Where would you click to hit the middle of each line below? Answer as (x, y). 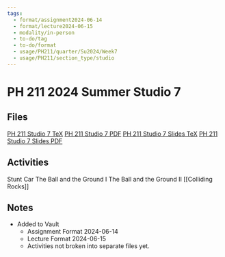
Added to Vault (38, 224)
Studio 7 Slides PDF (35, 140)
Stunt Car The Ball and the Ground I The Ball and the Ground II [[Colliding (110, 179)
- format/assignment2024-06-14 (58, 20)
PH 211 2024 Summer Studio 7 (94, 91)
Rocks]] (18, 186)
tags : (15, 13)
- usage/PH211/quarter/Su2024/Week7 (65, 52)
